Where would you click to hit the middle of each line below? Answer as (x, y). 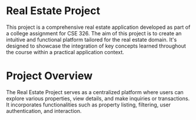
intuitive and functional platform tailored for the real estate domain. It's (92, 39)
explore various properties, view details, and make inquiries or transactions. (98, 98)
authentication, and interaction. (44, 111)
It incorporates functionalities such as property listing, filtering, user (88, 105)
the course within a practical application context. (65, 52)
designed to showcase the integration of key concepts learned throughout (96, 46)
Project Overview (49, 76)
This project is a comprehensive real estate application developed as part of (98, 27)
